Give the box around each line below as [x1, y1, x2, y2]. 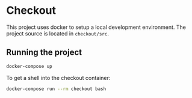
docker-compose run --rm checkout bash [6, 85, 107, 92]
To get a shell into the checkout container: [6, 74, 111, 81]
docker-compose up [6, 63, 52, 69]
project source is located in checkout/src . [6, 29, 110, 37]
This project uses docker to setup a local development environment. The [6, 23, 187, 31]
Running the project [6, 47, 82, 58]
